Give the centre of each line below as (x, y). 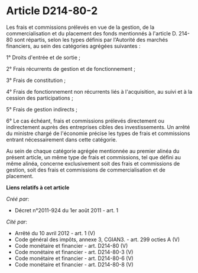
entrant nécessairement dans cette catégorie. (61, 139)
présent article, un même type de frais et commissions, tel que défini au (94, 157)
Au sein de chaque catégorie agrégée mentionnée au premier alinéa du (93, 151)
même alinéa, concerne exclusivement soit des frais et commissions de (93, 163)
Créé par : (18, 199)
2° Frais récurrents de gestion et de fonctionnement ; (71, 68)
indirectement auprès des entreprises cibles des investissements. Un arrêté (98, 127)
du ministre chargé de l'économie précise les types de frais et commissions (98, 133)
